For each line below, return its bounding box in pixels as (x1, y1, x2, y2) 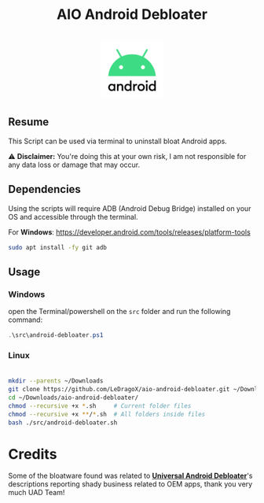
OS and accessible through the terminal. (8, 212, 139, 221)
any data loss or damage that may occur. (8, 160, 141, 169)
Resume (8, 116, 49, 129)
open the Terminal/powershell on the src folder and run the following (8, 307, 231, 316)
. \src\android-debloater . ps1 (8, 331, 104, 339)
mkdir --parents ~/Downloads (8, 377, 104, 385)
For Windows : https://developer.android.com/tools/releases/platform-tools (8, 227, 251, 237)
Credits (8, 445, 57, 463)
